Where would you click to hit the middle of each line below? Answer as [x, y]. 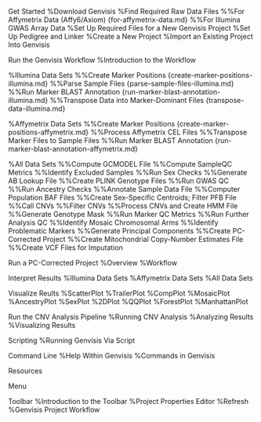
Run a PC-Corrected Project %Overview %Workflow [93, 263]
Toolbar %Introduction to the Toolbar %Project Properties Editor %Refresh [129, 401]
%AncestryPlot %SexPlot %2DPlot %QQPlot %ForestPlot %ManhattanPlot [128, 301]
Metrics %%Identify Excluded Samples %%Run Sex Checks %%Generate [128, 172]
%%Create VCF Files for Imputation [66, 248]
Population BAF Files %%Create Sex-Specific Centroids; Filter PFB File [122, 197]
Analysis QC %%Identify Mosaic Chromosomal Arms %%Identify [113, 222]
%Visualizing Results [42, 325]
